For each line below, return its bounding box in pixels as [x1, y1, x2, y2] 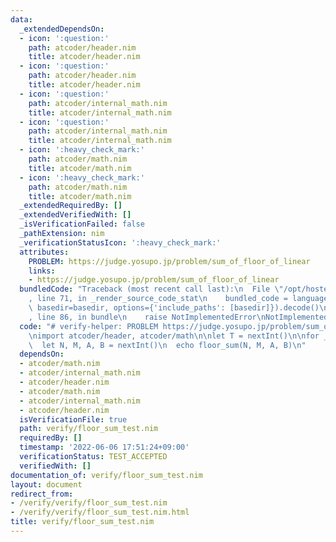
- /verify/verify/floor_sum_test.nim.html [10, 507, 190, 518]
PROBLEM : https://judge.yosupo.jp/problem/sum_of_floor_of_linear [28, 256, 311, 266]
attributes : [19, 247, 70, 257]
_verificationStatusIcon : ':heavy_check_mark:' [19, 237, 222, 248]
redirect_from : [10, 489, 74, 499]
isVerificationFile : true [19, 414, 128, 425]
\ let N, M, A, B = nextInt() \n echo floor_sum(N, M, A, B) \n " [28, 340, 307, 350]
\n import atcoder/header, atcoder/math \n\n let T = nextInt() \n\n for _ [28, 331, 329, 341]
